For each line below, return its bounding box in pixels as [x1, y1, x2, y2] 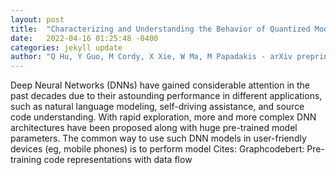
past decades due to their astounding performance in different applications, [10, 90, 323, 102]
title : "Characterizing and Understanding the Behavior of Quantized [10, 24, 311, 34]
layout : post [10, 14, 65, 25]
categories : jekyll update [10, 42, 123, 53]
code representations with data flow [43, 154, 193, 166]
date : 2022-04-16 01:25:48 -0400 [10, 33, 159, 43]
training [10, 154, 42, 166]
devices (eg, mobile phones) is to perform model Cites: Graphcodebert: [10, 143, 305, 155]
